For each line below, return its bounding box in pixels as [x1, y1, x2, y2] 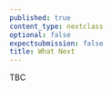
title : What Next [9, 47, 76, 56]
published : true [9, 13, 71, 23]
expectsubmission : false [9, 38, 104, 48]
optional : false [9, 30, 71, 39]
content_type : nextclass [9, 22, 104, 31]
